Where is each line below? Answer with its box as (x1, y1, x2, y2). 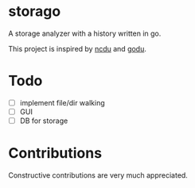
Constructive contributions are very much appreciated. (8, 171, 189, 180)
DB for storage (19, 116, 68, 125)
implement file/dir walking (19, 98, 105, 107)
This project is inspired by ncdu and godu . (8, 44, 147, 53)
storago (8, 2, 61, 21)
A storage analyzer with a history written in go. (8, 29, 162, 38)
